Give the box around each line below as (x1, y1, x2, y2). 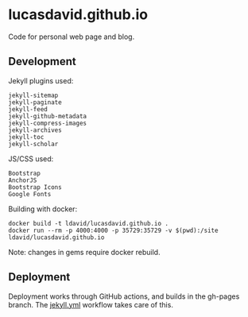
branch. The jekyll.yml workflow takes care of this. (8, 300, 173, 309)
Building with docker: (8, 204, 78, 214)
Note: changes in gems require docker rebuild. (8, 247, 161, 257)
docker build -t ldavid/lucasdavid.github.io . (8, 219, 169, 227)
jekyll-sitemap (8, 91, 59, 99)
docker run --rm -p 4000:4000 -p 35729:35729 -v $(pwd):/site (8, 226, 219, 234)
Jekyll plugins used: (8, 75, 74, 85)
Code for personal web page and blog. (8, 32, 135, 41)
